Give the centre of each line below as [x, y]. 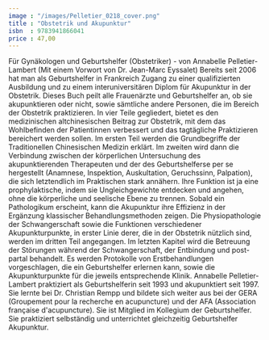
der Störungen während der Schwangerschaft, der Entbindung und [119, 250]
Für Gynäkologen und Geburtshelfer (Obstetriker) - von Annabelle [117, 61]
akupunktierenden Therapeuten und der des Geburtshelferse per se [121, 164]
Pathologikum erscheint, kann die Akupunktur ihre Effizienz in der [117, 208]
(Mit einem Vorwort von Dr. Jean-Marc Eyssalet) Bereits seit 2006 [147, 70]
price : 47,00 [32, 38]
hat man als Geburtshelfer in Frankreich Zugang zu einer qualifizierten [124, 78]
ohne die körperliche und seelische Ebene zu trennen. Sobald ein [116, 199]
